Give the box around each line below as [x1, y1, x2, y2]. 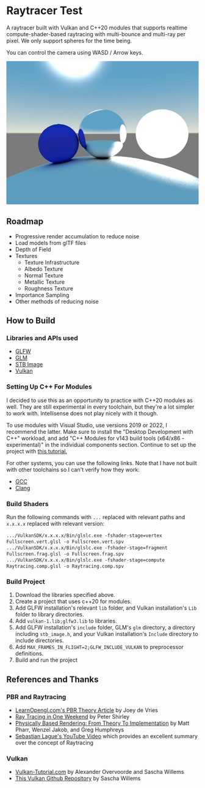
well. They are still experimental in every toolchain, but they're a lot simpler [6, 403, 195, 411]
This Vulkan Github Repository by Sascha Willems [15, 775, 141, 782]
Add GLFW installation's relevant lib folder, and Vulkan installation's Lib [15, 604, 197, 612]
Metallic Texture [24, 278, 65, 286]
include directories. [15, 637, 64, 644]
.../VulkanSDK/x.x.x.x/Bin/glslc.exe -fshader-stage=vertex [6, 532, 163, 539]
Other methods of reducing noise [15, 298, 99, 305]
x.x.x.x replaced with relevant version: [6, 520, 105, 527]
